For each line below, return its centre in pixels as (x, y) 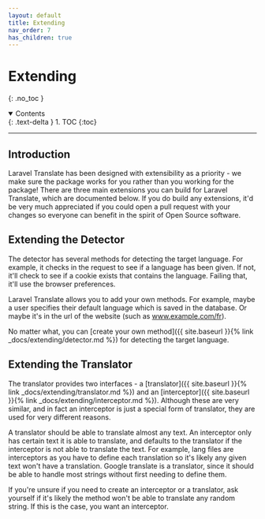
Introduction (39, 154)
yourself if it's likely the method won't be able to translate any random (121, 498)
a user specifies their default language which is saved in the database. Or (127, 308)
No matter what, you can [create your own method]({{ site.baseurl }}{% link (131, 331)
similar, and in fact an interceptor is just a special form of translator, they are (132, 409)
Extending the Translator (70, 365)
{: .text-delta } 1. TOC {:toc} (52, 122)
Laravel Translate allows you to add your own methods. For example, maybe (132, 299)
